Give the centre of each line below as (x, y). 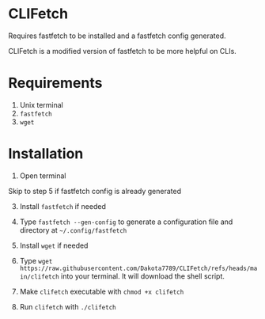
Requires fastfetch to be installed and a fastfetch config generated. (117, 36)
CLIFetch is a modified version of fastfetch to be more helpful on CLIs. (123, 51)
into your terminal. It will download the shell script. (143, 276)
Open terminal (43, 176)
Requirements (55, 83)
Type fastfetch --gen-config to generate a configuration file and (126, 222)
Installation (46, 154)
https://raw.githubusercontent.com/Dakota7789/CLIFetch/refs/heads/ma (138, 268)
